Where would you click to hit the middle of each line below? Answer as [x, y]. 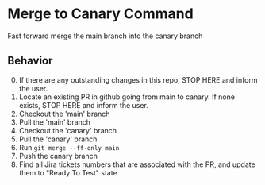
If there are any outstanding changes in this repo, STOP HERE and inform [138, 79]
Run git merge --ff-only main [69, 147]
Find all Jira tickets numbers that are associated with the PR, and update [137, 164]
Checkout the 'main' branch [64, 114]
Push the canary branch [58, 156]
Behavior [30, 61]
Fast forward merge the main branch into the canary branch [105, 36]
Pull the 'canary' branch [58, 139]
